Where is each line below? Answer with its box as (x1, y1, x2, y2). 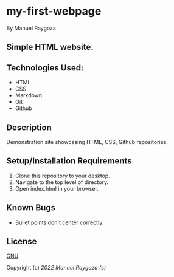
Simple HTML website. (6, 42, 94, 52)
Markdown (15, 92, 43, 99)
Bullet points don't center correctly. (15, 219, 104, 226)
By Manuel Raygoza (6, 24, 57, 32)
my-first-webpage (6, 4, 102, 18)
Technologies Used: (6, 63, 84, 73)
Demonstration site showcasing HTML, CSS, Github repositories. (6, 138, 169, 145)
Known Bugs (6, 202, 56, 213)
